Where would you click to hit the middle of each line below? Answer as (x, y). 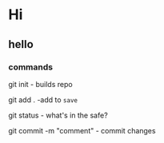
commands (31, 67)
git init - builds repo (41, 84)
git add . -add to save (43, 99)
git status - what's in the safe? (58, 115)
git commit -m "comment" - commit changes (82, 130)
